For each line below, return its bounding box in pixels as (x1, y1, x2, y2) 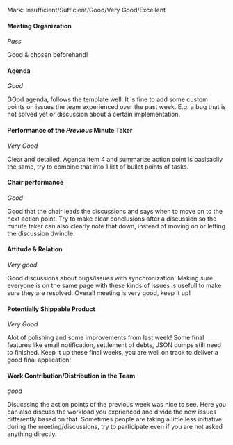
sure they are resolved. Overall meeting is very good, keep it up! (7, 289, 191, 297)
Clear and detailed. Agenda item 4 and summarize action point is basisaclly (7, 155, 223, 163)
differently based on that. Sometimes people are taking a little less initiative (7, 415, 223, 423)
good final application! (7, 355, 72, 364)
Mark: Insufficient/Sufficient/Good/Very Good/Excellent (7, 6, 166, 14)
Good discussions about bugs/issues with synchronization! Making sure (7, 274, 214, 283)
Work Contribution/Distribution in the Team (7, 371, 136, 380)
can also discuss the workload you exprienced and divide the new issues (7, 408, 217, 416)
